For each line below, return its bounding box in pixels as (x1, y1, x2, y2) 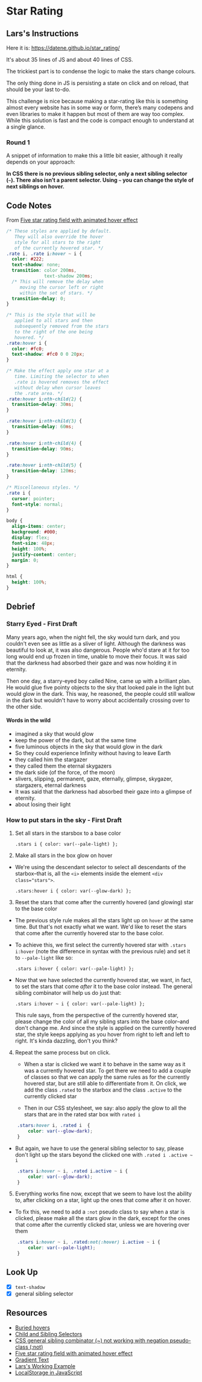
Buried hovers (14, 1324, 50, 1331)
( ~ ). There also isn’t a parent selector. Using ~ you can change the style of (6, 176, 194, 184)
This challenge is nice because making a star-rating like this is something (6, 98, 188, 104)
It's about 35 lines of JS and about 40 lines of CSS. (6, 56, 133, 63)
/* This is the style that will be (6, 312, 96, 318)
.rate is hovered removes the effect (14, 379, 110, 385)
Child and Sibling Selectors (14, 1330, 83, 1337)
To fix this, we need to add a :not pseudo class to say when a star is (14, 1208, 185, 1215)
